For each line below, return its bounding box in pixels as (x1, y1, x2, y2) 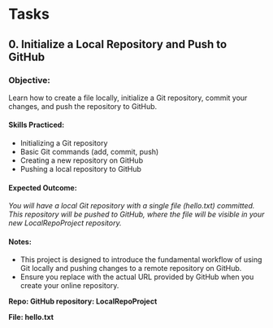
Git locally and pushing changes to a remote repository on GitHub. (19, 264, 242, 273)
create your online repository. (19, 281, 119, 291)
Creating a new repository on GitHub (19, 155, 144, 165)
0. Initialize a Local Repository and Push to (8, 37, 227, 51)
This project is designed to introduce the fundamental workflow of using (19, 255, 262, 265)
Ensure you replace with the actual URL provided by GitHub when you (19, 272, 254, 282)
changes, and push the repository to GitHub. (8, 101, 158, 111)
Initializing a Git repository (19, 138, 108, 148)
